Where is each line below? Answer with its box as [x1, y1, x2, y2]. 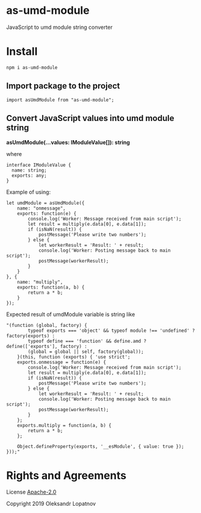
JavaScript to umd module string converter [6, 23, 113, 31]
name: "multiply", [17, 279, 63, 285]
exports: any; [11, 172, 47, 178]
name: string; [11, 167, 47, 173]
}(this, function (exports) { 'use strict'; [17, 353, 131, 360]
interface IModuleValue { [6, 162, 71, 168]
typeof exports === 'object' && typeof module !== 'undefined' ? [28, 328, 196, 334]
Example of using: [6, 188, 51, 196]
